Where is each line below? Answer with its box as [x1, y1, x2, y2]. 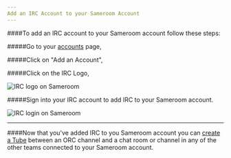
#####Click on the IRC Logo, [7, 69, 89, 77]
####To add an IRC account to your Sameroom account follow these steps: [7, 29, 221, 37]
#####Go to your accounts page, [7, 42, 102, 50]
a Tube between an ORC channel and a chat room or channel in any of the [7, 135, 217, 144]
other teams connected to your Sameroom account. [7, 143, 153, 151]
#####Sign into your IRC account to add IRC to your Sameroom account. [7, 95, 214, 104]
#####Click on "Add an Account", [7, 56, 103, 64]
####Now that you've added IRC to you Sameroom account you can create [7, 128, 221, 137]
